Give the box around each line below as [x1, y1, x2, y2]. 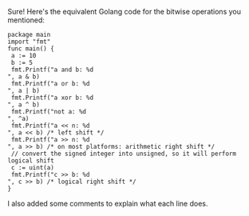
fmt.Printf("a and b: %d [10, 66, 93, 74]
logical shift [7, 157, 55, 165]
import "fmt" [7, 38, 51, 46]
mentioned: [7, 15, 45, 25]
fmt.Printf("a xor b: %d [10, 94, 93, 102]
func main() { [7, 45, 55, 53]
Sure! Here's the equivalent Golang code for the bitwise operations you [7, 7, 241, 16]
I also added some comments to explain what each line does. [7, 199, 208, 208]
